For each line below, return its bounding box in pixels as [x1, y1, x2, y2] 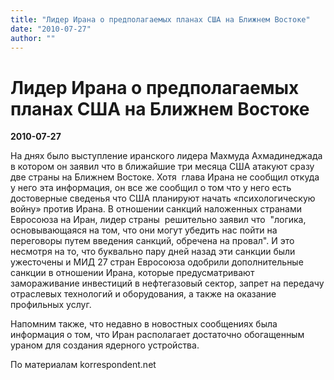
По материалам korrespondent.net [10, 359, 157, 371]
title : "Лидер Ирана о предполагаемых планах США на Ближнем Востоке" [10, 14, 311, 25]
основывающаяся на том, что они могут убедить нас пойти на [10, 224, 278, 236]
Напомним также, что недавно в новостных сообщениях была [10, 318, 278, 330]
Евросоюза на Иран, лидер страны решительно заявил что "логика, [10, 214, 307, 226]
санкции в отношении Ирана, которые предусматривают [10, 267, 255, 279]
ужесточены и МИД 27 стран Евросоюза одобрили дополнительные [10, 256, 304, 268]
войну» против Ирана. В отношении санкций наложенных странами [10, 203, 303, 215]
